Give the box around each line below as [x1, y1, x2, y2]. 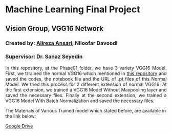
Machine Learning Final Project [5, 4, 140, 15]
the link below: [5, 113, 36, 119]
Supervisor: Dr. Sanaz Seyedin [5, 53, 83, 60]
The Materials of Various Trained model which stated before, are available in [5, 107, 166, 113]
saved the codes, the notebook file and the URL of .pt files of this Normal [5, 75, 167, 82]
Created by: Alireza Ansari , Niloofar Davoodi [5, 40, 118, 47]
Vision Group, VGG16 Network [5, 24, 104, 33]
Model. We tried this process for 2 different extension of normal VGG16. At [5, 81, 167, 87]
